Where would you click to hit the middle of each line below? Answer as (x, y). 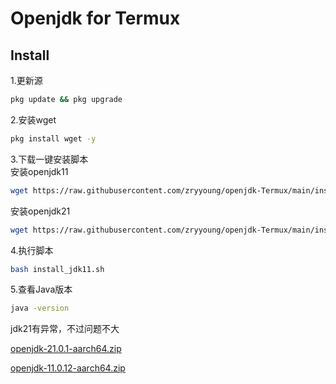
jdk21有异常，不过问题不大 (65, 329)
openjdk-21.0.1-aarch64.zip (66, 349)
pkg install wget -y (53, 138)
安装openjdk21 (40, 211)
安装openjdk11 (39, 171)
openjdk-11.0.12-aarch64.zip (68, 368)
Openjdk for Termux (95, 18)
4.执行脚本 (32, 250)
